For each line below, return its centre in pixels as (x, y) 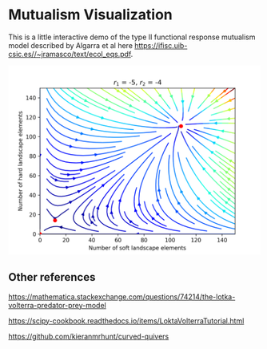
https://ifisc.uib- (161, 45)
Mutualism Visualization (91, 15)
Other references (52, 277)
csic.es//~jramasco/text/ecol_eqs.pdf (70, 54)
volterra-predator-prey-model (57, 305)
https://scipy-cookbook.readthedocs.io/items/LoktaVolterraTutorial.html (126, 321)
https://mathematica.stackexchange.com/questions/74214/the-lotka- (122, 296)
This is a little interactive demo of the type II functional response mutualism (132, 37)
